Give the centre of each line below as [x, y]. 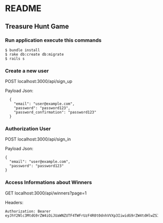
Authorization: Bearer [28, 211]
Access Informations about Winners [49, 182]
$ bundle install [23, 50]
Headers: [14, 202]
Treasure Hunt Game [37, 26]
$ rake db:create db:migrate [34, 54]
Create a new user [27, 71]
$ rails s [15, 59]
